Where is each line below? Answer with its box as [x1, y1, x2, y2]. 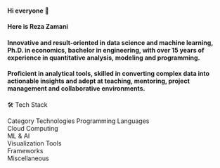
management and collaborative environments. [7, 84, 145, 93]
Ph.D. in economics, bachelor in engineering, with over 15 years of [7, 46, 205, 54]
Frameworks [7, 146, 44, 155]
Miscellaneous [7, 154, 49, 162]
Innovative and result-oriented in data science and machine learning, [7, 38, 213, 46]
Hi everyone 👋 [7, 6, 49, 15]
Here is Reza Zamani [7, 22, 69, 31]
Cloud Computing [7, 124, 58, 132]
